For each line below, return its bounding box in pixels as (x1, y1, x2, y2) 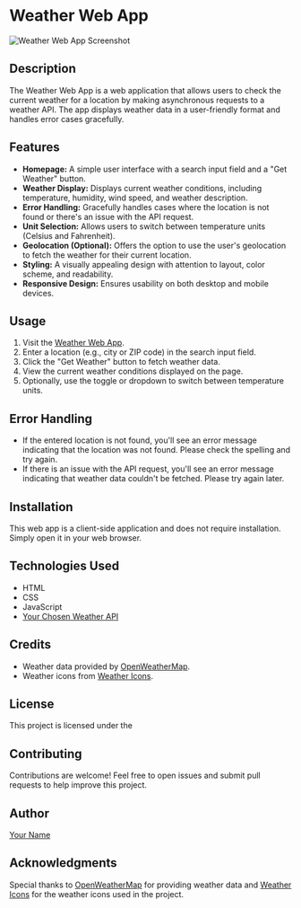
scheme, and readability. (21, 269, 114, 279)
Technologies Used (9, 559, 119, 574)
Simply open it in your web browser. (9, 533, 142, 543)
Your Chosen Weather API (21, 611, 119, 621)
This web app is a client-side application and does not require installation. (9, 523, 281, 533)
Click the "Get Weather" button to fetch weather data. (21, 357, 221, 367)
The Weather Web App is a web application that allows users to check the (9, 84, 282, 95)
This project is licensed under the (9, 720, 133, 731)
